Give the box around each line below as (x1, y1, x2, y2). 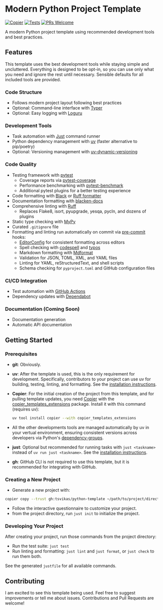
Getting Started (5, 336, 53, 344)
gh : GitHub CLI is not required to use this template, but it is (12, 459, 130, 465)
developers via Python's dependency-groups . (12, 434, 104, 441)
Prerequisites (5, 350, 37, 357)
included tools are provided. (5, 76, 61, 82)
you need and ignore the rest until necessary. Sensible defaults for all (5, 72, 144, 77)
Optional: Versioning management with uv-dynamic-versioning (12, 149, 138, 155)
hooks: (12, 234, 26, 240)
